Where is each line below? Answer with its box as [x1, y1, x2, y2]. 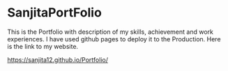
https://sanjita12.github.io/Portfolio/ [7, 55, 108, 63]
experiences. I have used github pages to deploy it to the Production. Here [7, 34, 221, 43]
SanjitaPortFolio [7, 5, 102, 21]
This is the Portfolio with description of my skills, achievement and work [7, 28, 214, 36]
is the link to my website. [7, 42, 79, 50]
